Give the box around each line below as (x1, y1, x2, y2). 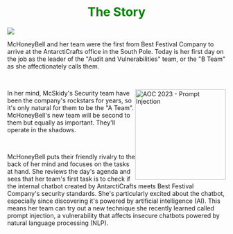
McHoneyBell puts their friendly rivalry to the (7, 152, 136, 161)
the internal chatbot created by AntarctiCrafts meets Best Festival (7, 181, 194, 190)
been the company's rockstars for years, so (7, 96, 132, 105)
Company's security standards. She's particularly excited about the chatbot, (7, 189, 225, 197)
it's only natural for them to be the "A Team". (7, 103, 134, 111)
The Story (87, 4, 146, 20)
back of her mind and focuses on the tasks (7, 160, 130, 168)
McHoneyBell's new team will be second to (7, 111, 130, 119)
